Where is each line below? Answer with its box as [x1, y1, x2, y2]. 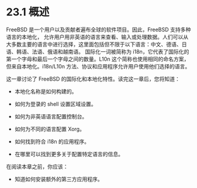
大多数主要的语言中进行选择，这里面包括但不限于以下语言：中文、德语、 [6, 41, 182, 48]
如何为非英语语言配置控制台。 [14, 113, 87, 120]
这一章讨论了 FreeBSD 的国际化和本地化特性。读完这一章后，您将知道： [6, 75, 180, 83]
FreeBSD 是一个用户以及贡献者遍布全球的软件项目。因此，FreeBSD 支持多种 [6, 26, 191, 33]
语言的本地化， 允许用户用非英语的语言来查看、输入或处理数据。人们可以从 [6, 33, 189, 40]
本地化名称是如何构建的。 [14, 88, 77, 95]
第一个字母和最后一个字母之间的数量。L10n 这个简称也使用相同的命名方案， [6, 55, 190, 62]
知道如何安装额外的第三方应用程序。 [14, 175, 103, 183]
